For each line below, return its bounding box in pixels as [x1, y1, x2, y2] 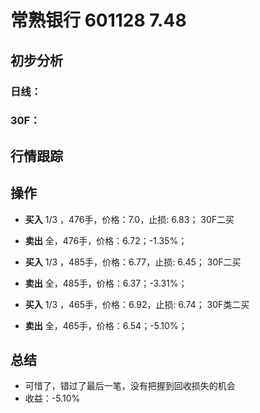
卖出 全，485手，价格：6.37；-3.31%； [24, 277, 188, 289]
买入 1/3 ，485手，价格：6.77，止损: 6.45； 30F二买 [24, 256, 242, 268]
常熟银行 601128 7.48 [10, 9, 187, 32]
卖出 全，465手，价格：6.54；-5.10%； [24, 319, 188, 331]
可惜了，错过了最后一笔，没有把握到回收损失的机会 [24, 380, 236, 392]
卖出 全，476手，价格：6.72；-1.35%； [24, 234, 188, 246]
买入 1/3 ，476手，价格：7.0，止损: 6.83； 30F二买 [24, 213, 235, 225]
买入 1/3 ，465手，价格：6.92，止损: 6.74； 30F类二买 [24, 298, 250, 310]
